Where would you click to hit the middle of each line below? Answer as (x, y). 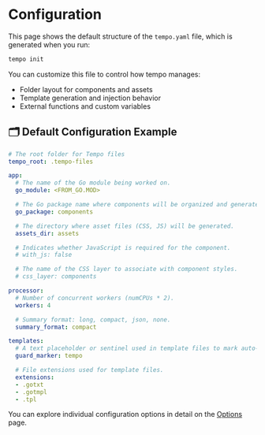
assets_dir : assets (47, 233)
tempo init (26, 59)
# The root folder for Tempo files (67, 154)
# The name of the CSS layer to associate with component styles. (127, 270)
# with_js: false (44, 255)
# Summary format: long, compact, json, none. (93, 320)
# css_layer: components (56, 277)
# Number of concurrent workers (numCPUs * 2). (95, 298)
